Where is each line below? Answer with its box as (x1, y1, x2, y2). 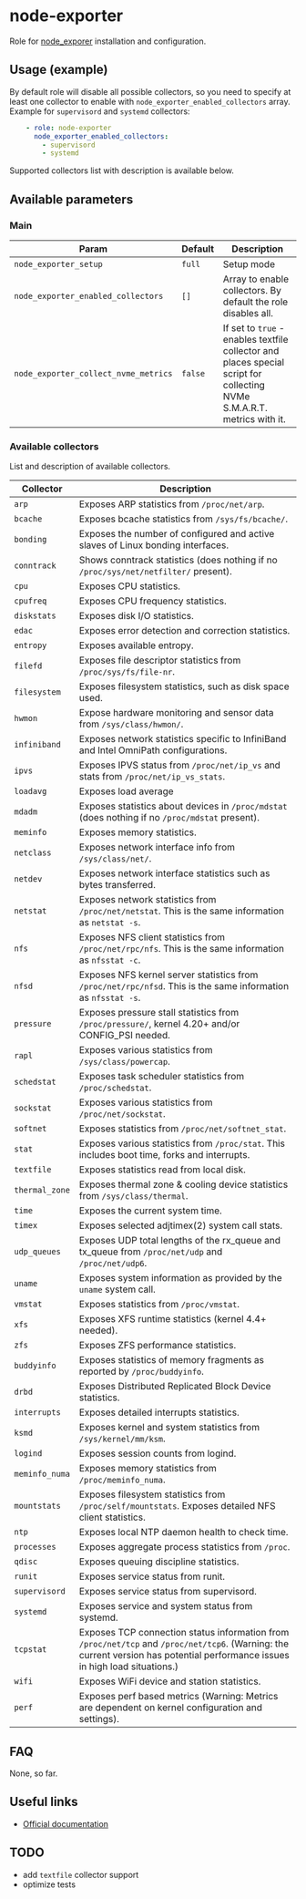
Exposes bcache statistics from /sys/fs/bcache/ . (78, 512, 289, 525)
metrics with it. (222, 412, 286, 425)
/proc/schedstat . (78, 1081, 152, 1094)
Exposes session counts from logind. (78, 1447, 237, 1460)
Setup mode (222, 257, 276, 270)
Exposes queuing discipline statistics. (78, 1555, 240, 1568)
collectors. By (222, 284, 282, 296)
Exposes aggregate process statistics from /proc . (78, 1541, 291, 1553)
